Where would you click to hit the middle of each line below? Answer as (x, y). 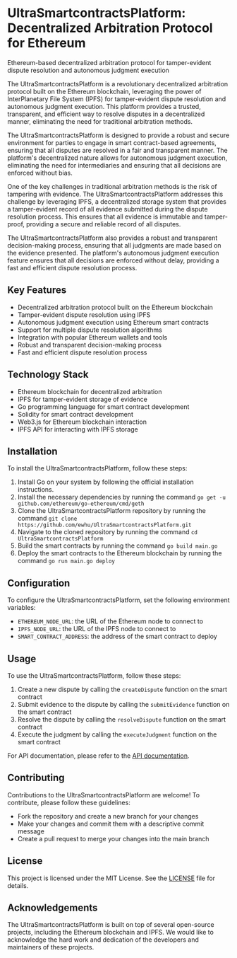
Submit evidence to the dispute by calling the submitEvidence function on (123, 704)
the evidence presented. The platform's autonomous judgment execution (114, 253)
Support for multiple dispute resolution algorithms (90, 330)
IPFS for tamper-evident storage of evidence (83, 399)
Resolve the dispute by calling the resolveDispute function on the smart (122, 719)
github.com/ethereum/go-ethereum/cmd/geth (81, 504)
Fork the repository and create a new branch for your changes (108, 816)
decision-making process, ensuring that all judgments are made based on (114, 245)
